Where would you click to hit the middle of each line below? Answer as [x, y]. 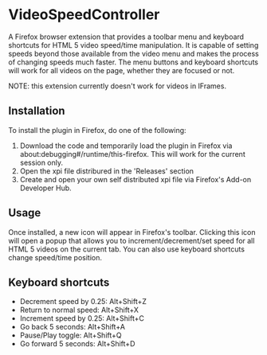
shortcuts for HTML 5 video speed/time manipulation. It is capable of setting [133, 45]
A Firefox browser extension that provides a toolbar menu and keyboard [126, 37]
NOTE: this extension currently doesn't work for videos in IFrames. [118, 86]
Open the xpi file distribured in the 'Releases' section [106, 171]
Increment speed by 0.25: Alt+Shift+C [82, 318]
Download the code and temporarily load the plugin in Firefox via [126, 146]
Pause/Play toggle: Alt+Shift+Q [71, 335]
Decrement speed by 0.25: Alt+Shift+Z [83, 302]
